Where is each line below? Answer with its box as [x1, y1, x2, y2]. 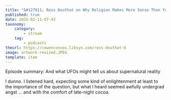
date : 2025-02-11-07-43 [5, 17, 56, 22]
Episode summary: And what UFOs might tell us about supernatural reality [5, 69, 161, 75]
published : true [5, 12, 40, 17]
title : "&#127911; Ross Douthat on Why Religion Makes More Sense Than [5, 7, 160, 13]
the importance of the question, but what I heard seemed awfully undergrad [5, 84, 164, 90]
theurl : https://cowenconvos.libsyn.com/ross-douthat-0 [5, 45, 126, 50]
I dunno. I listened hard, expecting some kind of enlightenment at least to [5, 78, 158, 84]
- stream [23, 31, 42, 36]
